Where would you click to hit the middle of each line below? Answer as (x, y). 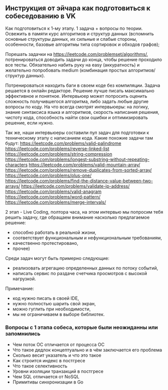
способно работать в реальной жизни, (54, 232)
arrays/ (13, 186)
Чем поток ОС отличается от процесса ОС (59, 345)
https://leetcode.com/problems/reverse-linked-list (57, 149)
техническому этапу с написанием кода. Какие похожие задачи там (79, 138)
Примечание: (20, 288)
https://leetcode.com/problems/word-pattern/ (53, 197)
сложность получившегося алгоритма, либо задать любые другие (77, 101)
